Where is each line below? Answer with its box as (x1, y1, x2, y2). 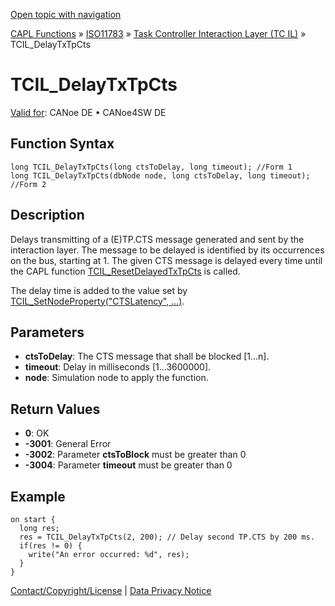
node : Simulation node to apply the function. (24, 372, 209, 384)
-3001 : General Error (24, 438, 112, 450)
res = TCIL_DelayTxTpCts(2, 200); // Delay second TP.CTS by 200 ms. (19, 532, 315, 542)
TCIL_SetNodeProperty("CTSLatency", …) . (10, 295, 185, 307)
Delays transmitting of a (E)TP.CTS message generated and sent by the (10, 233, 305, 245)
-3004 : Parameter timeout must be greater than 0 (24, 459, 233, 471)
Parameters (10, 324, 85, 341)
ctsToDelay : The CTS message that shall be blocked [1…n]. (24, 350, 270, 363)
